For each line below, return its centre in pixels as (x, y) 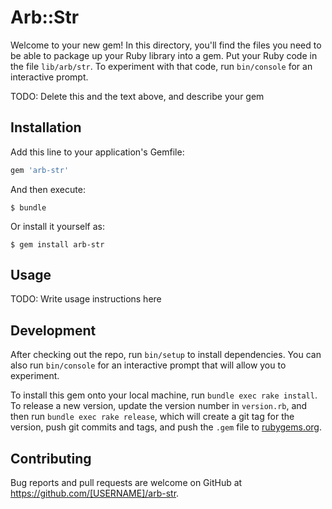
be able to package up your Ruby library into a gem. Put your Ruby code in (164, 55)
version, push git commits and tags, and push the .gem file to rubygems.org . (166, 427)
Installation (46, 127)
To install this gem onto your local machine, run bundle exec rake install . (164, 395)
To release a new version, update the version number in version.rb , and (159, 406)
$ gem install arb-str (57, 244)
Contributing (51, 458)
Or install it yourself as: (57, 226)
